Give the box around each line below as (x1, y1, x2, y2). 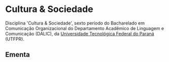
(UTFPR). (5, 36, 24, 42)
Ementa (5, 50, 30, 59)
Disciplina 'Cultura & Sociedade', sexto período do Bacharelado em (5, 20, 145, 26)
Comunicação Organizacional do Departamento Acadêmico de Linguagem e (5, 25, 164, 31)
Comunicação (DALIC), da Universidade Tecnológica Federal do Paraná (5, 30, 154, 36)
